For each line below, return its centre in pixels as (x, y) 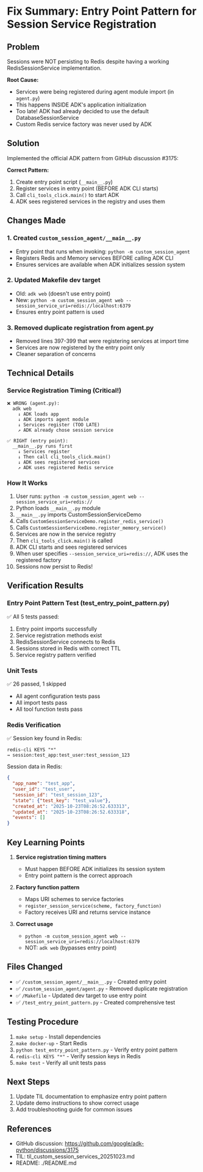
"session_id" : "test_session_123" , (58, 795)
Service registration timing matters (61, 857)
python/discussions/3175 (47, 1150)
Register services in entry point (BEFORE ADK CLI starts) (87, 188)
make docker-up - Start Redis (52, 1043)
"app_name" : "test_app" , (44, 784)
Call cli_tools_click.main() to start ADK (67, 195)
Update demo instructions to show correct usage (77, 1103)
